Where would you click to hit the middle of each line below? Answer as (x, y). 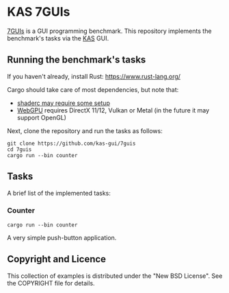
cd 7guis (19, 149)
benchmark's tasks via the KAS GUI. (58, 38)
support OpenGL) (42, 117)
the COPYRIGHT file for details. (51, 283)
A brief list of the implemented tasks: (59, 193)
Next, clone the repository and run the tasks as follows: (85, 130)
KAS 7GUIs (39, 12)
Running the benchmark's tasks (77, 60)
